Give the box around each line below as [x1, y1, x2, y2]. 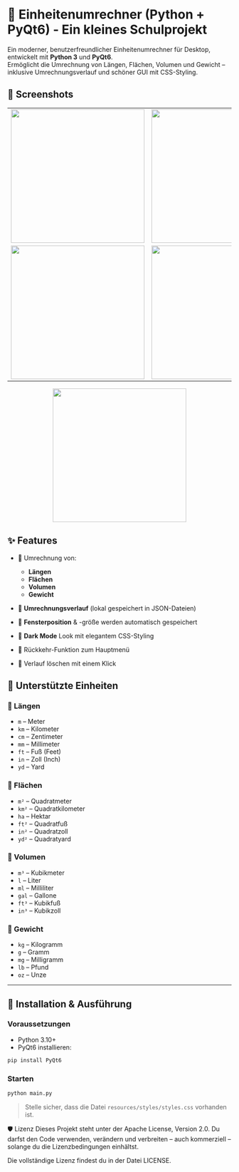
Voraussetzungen [7, 1019, 71, 1029]
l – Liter [17, 876, 41, 884]
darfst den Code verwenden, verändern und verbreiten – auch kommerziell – [7, 1134, 231, 1143]
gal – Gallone [17, 891, 57, 900]
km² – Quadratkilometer [17, 804, 85, 813]
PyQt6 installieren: [17, 1043, 72, 1052]
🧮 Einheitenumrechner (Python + [7, 6, 205, 23]
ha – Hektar [17, 811, 51, 820]
